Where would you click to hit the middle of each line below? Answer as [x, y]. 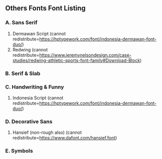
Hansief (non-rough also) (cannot [47, 132]
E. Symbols [19, 151]
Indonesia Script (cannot [38, 98]
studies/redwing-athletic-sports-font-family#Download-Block [76, 60]
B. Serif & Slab [23, 73]
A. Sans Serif [21, 23]
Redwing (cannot [30, 49]
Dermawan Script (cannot [39, 33]
